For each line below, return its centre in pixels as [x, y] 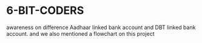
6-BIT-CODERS [45, 11]
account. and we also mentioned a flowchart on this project [80, 33]
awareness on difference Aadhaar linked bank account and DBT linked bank [101, 27]
